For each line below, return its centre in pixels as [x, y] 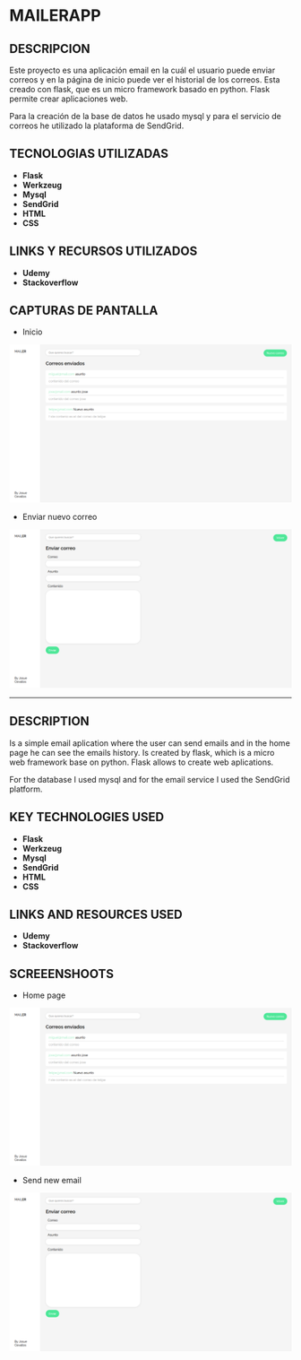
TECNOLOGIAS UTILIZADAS [89, 154]
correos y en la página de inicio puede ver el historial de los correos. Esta [145, 80]
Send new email [52, 1181]
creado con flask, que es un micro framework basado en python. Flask [140, 89]
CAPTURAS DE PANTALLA [84, 311]
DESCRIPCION [50, 49]
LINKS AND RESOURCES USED [96, 914]
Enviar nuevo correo [60, 517]
